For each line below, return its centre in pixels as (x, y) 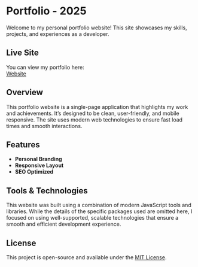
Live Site (22, 53)
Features (23, 145)
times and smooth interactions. (44, 126)
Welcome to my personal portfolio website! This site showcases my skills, (97, 28)
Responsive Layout (39, 165)
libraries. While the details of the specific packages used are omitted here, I (99, 211)
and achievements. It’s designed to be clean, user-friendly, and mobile (93, 113)
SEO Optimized (34, 172)
